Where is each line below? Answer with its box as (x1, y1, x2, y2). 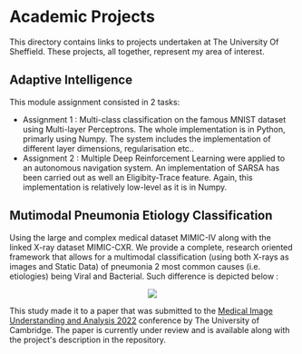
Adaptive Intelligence (9, 73, 133, 88)
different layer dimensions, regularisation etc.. (22, 143, 195, 153)
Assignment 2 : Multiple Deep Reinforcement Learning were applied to (22, 152, 286, 163)
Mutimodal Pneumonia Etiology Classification (9, 208, 273, 223)
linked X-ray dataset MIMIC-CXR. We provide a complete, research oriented (9, 241, 293, 252)
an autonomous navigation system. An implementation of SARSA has (22, 162, 280, 173)
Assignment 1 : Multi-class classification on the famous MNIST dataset (22, 113, 287, 124)
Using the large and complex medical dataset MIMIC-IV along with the (9, 231, 272, 242)
